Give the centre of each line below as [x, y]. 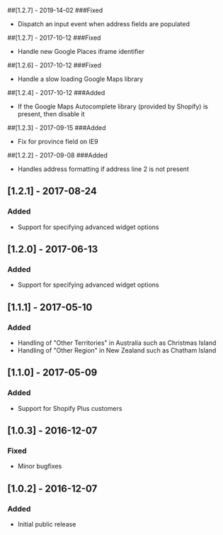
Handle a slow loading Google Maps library [80, 79]
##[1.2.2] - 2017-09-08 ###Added [58, 155]
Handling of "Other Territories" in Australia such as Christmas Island [117, 343]
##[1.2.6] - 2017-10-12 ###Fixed [54, 65]
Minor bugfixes [40, 466]
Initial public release [47, 524]
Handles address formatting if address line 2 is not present [103, 169]
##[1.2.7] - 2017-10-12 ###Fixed [54, 38]
